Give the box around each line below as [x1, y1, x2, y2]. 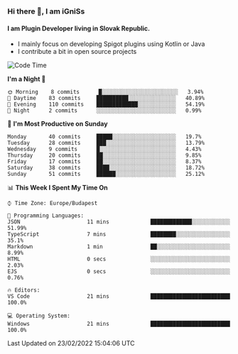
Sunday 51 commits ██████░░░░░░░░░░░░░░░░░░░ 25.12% [7, 170, 205, 178]
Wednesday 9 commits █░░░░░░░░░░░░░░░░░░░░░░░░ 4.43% [7, 145, 202, 153]
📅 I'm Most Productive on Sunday [7, 120, 108, 128]
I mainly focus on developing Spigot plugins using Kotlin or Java [17, 40, 205, 48]
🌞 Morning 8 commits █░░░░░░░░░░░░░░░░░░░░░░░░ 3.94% [7, 89, 204, 96]
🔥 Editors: [7, 287, 40, 294]
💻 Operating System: [7, 312, 71, 320]
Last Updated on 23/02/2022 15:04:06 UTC [7, 339, 135, 348]
